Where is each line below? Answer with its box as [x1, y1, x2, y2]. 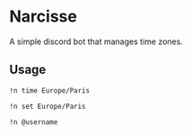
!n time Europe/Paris [9, 85, 91, 95]
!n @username [9, 117, 58, 127]
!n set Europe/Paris [9, 102, 87, 111]
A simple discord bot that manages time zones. [9, 36, 184, 47]
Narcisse [9, 6, 78, 27]
